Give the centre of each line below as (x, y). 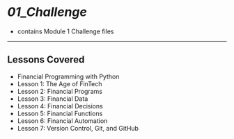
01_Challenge (47, 12)
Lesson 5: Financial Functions (60, 113)
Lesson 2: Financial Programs (60, 91)
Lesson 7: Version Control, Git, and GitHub (78, 128)
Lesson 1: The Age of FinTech (60, 83)
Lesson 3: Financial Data (53, 99)
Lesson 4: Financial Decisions (60, 106)
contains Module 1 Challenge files (65, 31)
